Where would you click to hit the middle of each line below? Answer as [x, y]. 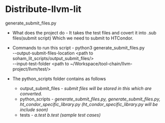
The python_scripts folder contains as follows [59, 78]
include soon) [34, 109]
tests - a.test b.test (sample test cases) [60, 115]
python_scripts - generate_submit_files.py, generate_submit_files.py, [90, 99]
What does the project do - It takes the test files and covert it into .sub [84, 32]
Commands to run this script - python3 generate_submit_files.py [79, 47]
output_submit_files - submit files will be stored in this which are [86, 88]
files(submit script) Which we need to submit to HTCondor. [73, 38]
